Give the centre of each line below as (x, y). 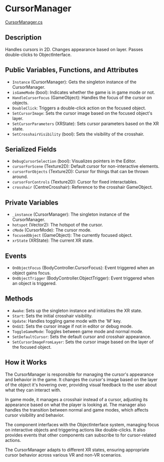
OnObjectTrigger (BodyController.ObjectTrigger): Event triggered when (83, 278)
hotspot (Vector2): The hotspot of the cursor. (58, 225)
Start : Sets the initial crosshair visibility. (52, 316)
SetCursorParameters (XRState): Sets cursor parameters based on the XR (85, 124)
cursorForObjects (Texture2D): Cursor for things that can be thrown (80, 172)
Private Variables (32, 202)
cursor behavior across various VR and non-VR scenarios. (64, 455)
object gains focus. (32, 273)
